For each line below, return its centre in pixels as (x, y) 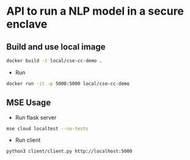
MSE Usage (29, 103)
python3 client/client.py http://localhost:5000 (69, 151)
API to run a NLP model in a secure (95, 11)
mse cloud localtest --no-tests (47, 129)
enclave (27, 24)
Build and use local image (56, 47)
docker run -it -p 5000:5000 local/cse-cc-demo (68, 84)
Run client (28, 140)
